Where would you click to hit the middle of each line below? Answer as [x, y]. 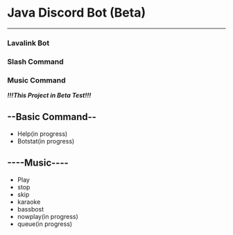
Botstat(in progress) [46, 141]
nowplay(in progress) [48, 216]
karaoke [29, 202]
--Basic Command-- [52, 117]
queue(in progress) [45, 224]
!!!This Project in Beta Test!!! [49, 96]
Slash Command [35, 62]
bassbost [31, 209]
